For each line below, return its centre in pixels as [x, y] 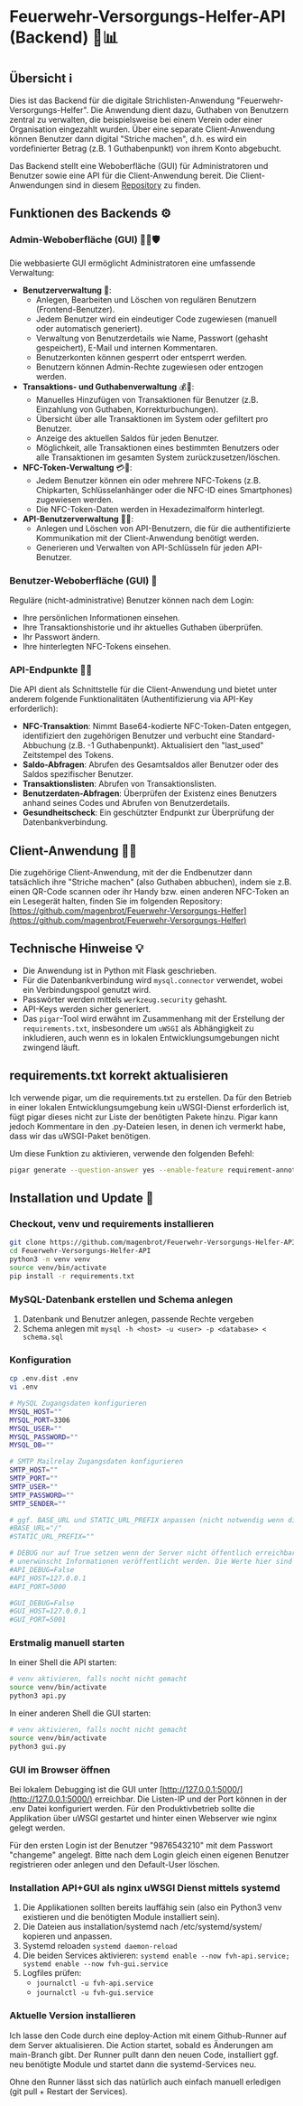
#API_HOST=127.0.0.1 [48, 1578]
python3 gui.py [38, 1746]
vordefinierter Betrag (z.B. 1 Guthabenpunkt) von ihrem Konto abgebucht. [146, 148]
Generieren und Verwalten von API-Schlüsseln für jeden [140, 548]
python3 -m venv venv [50, 1259]
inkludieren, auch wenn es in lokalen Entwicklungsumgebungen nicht [151, 1037]
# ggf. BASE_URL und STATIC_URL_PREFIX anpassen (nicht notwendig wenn [147, 1520]
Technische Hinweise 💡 [77, 949]
